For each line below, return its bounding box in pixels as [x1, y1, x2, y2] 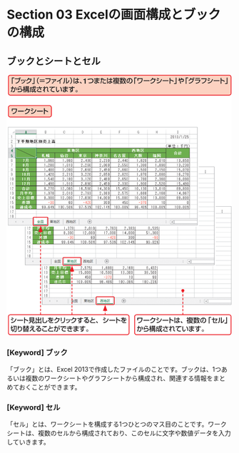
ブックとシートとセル [6, 55, 101, 67]
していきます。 [6, 438, 51, 447]
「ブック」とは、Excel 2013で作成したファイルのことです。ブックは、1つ [6, 365, 222, 374]
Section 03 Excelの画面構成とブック [6, 6, 221, 23]
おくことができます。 [19, 383, 81, 392]
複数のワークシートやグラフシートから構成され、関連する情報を [25, 374, 213, 382]
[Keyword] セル [6, 402, 61, 412]
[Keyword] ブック [6, 347, 68, 357]
